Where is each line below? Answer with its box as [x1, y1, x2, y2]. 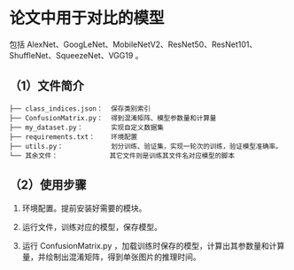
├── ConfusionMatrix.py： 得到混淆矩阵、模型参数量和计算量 [9, 113, 217, 122]
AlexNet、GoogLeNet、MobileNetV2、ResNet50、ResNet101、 [26, 39, 258, 50]
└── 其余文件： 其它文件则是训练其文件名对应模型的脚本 [9, 151, 236, 160]
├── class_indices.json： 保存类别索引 [9, 104, 151, 113]
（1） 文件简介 [9, 79, 85, 94]
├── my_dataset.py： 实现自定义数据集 [9, 123, 164, 132]
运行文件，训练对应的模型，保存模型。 [21, 221, 162, 232]
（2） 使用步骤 [9, 178, 87, 193]
